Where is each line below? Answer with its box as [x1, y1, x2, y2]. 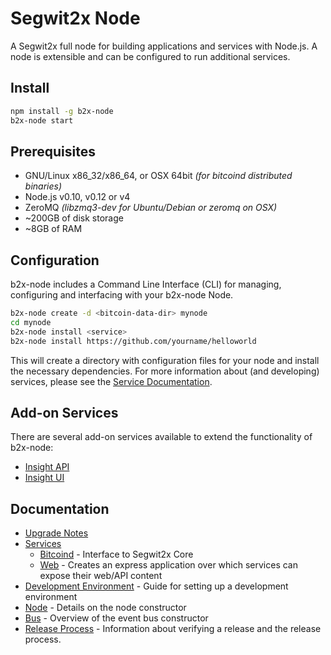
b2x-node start [10, 115, 74, 126]
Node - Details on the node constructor [24, 602, 187, 614]
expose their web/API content [39, 570, 163, 582]
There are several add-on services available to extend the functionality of [10, 431, 313, 443]
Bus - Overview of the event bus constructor [24, 612, 209, 624]
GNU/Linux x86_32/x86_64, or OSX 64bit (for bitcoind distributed [24, 170, 293, 182]
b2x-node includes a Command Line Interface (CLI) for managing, [10, 278, 282, 291]
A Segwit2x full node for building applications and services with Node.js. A [10, 40, 318, 52]
